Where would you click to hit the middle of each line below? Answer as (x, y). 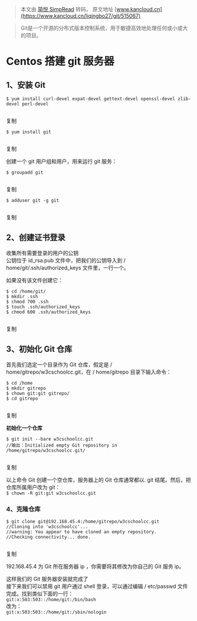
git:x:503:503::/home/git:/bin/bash (51, 599)
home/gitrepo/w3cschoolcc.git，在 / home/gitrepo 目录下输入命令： (89, 372)
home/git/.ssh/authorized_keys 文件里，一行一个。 (68, 267)
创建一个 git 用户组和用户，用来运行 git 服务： (62, 161)
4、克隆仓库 (23, 509)
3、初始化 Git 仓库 (39, 349)
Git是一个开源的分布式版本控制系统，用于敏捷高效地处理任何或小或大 (104, 28)
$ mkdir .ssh (22, 296)
